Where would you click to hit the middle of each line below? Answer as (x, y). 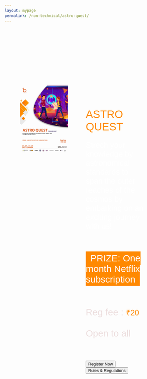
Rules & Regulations (107, 370)
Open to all (108, 333)
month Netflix (113, 269)
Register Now (101, 364)
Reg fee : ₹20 (113, 312)
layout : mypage (20, 10)
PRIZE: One (115, 258)
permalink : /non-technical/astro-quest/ (47, 16)
